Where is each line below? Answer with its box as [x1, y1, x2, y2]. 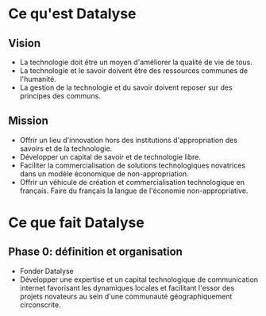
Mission [8, 114, 49, 128]
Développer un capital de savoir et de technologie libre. [19, 152, 201, 161]
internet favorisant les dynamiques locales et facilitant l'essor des [19, 283, 235, 292]
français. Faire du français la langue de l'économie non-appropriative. [19, 186, 249, 195]
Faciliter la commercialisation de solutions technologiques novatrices [19, 160, 246, 170]
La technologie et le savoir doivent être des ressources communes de [19, 66, 249, 75]
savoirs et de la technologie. [19, 144, 113, 153]
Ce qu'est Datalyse [8, 5, 137, 23]
